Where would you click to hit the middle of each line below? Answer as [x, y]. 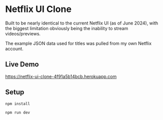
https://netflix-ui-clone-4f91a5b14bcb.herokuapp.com [61, 76]
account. [14, 48]
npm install [18, 103]
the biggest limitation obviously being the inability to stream [67, 28]
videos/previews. [23, 33]
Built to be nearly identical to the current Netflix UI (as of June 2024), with [82, 23]
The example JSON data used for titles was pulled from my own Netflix [78, 43]
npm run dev [18, 113]
